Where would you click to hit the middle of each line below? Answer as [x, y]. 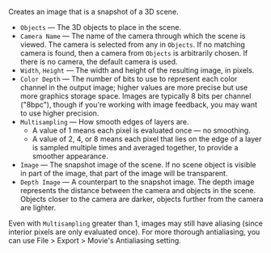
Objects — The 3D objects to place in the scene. [101, 27]
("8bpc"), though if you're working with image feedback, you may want [138, 105]
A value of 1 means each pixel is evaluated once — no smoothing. [141, 130]
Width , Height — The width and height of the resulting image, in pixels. [137, 70]
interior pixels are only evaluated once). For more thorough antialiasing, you [134, 232]
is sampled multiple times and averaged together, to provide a [135, 148]
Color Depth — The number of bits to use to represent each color [129, 79]
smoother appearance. [70, 156]
